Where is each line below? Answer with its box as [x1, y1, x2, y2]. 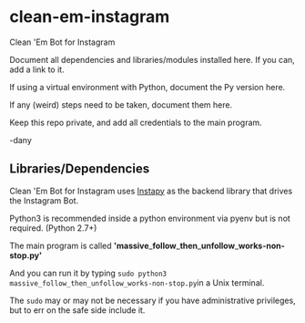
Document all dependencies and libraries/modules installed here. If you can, [9, 54, 296, 65]
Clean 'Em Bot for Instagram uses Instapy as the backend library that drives [9, 185, 293, 196]
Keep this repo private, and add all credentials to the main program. [9, 117, 262, 128]
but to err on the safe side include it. [9, 304, 146, 316]
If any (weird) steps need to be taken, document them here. [9, 99, 233, 110]
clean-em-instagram [9, 6, 170, 27]
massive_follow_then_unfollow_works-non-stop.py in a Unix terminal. [9, 276, 265, 288]
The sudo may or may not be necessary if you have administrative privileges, [9, 295, 296, 306]
